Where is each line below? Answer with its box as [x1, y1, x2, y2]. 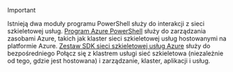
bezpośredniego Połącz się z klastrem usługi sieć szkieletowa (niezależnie [7, 49, 224, 57]
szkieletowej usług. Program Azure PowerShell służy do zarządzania [7, 27, 206, 35]
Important [7, 6, 36, 14]
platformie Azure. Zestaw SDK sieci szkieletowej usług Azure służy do [7, 42, 210, 50]
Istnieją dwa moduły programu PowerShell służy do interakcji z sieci [7, 20, 205, 27]
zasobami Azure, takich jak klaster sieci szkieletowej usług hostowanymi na [7, 34, 227, 43]
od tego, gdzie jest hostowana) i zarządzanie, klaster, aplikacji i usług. [7, 57, 210, 65]
